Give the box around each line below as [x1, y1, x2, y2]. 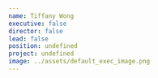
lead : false [8, 34, 49, 43]
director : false [8, 27, 63, 35]
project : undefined [8, 50, 75, 58]
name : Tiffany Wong [8, 11, 75, 20]
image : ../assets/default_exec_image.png [8, 58, 151, 66]
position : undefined [8, 42, 79, 50]
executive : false [8, 19, 67, 28]
